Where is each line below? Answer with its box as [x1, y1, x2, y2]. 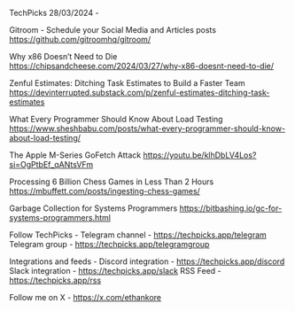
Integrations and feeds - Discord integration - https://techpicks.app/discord [9, 256, 285, 267]
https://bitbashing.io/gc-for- [179, 203, 283, 214]
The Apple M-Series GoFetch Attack [9, 150, 142, 160]
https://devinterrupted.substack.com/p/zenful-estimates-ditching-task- [9, 88, 270, 97]
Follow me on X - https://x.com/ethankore [9, 292, 162, 302]
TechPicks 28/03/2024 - [9, 8, 99, 18]
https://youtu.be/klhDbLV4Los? [143, 150, 257, 160]
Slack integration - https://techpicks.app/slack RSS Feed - [9, 266, 221, 276]
